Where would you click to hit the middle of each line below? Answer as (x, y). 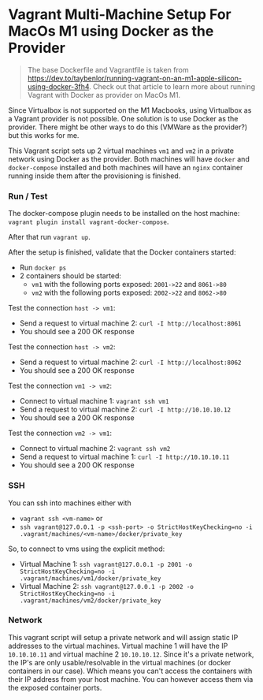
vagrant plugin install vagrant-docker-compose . (89, 222)
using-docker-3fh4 (58, 86)
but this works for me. (44, 135)
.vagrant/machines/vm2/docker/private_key (90, 601)
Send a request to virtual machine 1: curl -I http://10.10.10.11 (124, 457)
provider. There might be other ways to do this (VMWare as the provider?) (128, 127)
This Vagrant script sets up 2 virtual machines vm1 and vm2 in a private (121, 151)
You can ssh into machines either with (70, 503)
